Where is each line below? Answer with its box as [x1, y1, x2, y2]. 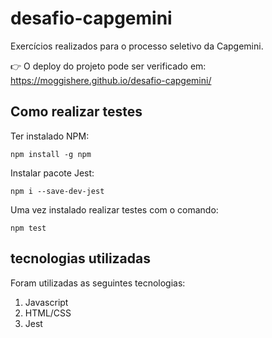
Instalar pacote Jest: [10, 167, 95, 179]
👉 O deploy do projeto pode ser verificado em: [10, 60, 207, 72]
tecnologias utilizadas [10, 250, 152, 267]
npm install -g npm [10, 149, 92, 159]
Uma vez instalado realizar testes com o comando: [10, 203, 219, 216]
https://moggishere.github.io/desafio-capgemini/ [10, 74, 212, 86]
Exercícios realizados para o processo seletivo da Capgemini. [10, 40, 264, 52]
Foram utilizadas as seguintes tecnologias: [10, 277, 186, 289]
